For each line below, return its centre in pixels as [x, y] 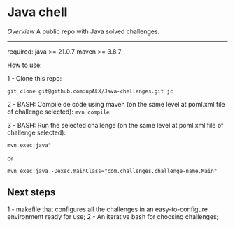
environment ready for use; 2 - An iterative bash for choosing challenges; [113, 216]
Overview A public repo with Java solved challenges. [84, 31]
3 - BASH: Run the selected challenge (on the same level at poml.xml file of [115, 125]
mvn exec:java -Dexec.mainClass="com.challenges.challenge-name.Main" [112, 171]
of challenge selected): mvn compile [58, 112]
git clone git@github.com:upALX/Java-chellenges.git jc [90, 91]
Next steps [31, 192]
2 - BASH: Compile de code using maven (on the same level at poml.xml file [116, 104]
